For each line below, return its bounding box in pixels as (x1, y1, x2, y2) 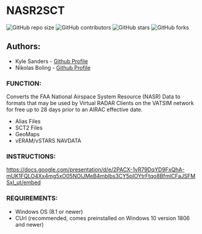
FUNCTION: (6, 79, 42, 88)
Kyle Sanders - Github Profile (15, 57, 88, 64)
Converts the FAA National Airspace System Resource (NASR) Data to (6, 93, 181, 100)
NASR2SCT (6, 4, 65, 18)
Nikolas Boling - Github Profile (15, 64, 91, 71)
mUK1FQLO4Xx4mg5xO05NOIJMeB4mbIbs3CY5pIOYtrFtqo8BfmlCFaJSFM (6, 173, 196, 180)
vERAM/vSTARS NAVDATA (15, 137, 82, 145)
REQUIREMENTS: (6, 194, 58, 202)
